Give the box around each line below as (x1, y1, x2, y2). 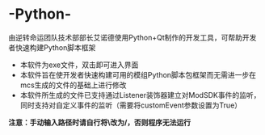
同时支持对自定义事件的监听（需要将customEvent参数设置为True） (19, 100, 242, 110)
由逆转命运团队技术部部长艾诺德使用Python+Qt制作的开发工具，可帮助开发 (8, 32, 257, 42)
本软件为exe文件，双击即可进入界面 (19, 60, 139, 70)
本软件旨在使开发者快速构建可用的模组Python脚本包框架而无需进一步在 (19, 70, 257, 79)
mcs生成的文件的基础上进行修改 (19, 80, 127, 90)
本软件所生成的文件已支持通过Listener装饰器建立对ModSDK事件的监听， (19, 90, 261, 99)
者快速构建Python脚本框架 (8, 42, 96, 53)
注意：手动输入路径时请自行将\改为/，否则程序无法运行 (8, 117, 191, 127)
